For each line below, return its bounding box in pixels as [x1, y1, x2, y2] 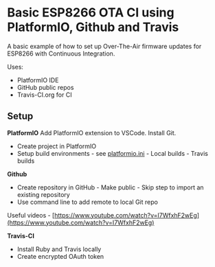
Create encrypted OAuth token [16, 252, 104, 260]
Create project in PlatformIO [16, 142, 97, 150]
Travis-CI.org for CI [16, 91, 72, 99]
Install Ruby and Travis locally [16, 245, 102, 253]
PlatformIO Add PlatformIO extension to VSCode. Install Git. [7, 128, 177, 137]
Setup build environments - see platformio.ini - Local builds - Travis [16, 149, 208, 157]
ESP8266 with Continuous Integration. [7, 49, 115, 58]
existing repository [16, 190, 70, 198]
